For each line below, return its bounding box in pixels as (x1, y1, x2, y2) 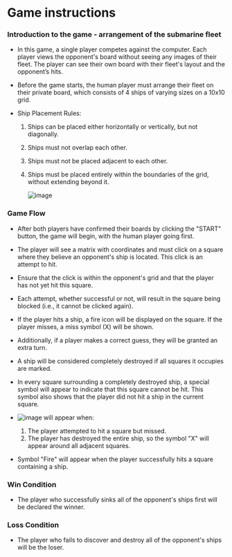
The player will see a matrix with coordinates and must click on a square (17, 245, 224, 253)
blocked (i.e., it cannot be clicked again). (17, 301, 134, 310)
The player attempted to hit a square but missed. (27, 426, 167, 435)
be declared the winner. (17, 503, 85, 511)
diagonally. (27, 130, 59, 138)
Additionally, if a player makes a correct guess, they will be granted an (17, 335, 218, 344)
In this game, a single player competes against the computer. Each (17, 45, 207, 53)
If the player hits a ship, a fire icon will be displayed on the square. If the (17, 315, 223, 324)
